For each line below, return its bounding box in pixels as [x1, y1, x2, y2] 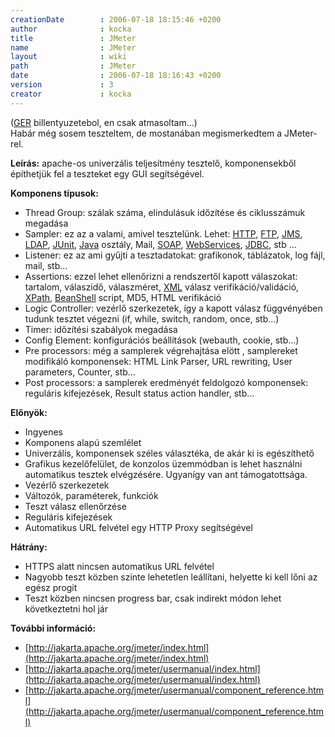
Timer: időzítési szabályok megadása [24, 323, 178, 335]
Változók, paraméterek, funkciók [24, 489, 159, 501]
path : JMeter [10, 61, 137, 71]
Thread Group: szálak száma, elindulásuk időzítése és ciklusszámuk [24, 206, 306, 218]
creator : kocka [10, 89, 132, 99]
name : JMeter [10, 42, 137, 53]
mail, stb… [24, 259, 68, 271]
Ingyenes [24, 426, 63, 438]
